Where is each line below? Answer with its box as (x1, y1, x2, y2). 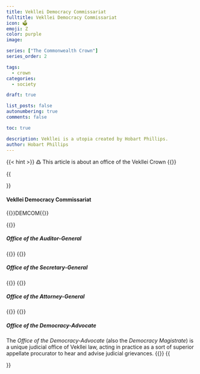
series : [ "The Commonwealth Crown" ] (6, 48, 98, 54)
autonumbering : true (6, 109, 58, 115)
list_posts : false (6, 103, 52, 109)
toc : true (6, 125, 31, 131)
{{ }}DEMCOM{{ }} (6, 209, 49, 217)
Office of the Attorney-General (6, 293, 85, 300)
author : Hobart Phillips (6, 141, 69, 148)
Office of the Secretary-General (6, 264, 88, 271)
